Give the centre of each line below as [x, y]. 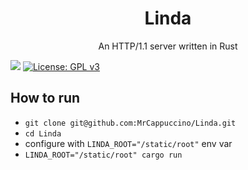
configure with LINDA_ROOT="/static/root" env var [128, 143]
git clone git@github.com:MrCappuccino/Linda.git [130, 123]
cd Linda [43, 133]
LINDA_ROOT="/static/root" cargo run [103, 155]
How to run [45, 98]
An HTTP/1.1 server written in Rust [168, 46]
